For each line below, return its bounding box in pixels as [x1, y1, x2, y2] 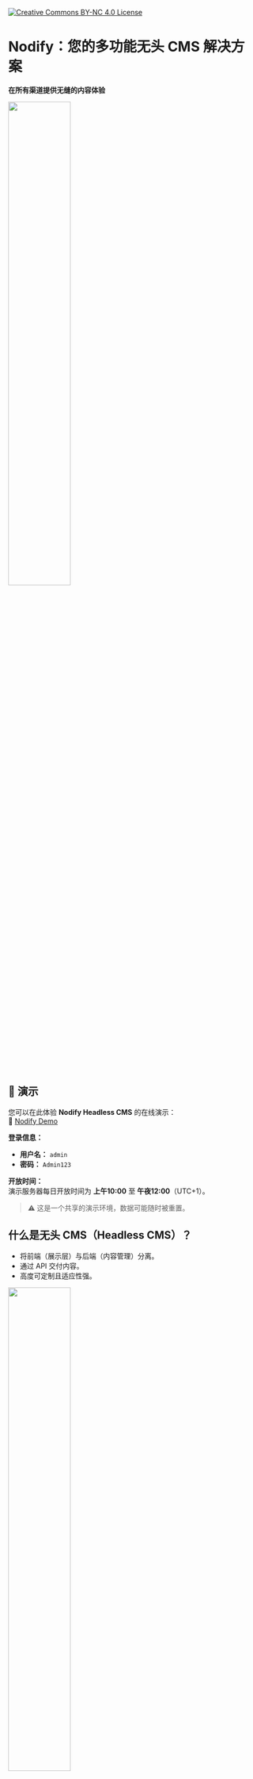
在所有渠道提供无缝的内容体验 [8, 85, 105, 94]
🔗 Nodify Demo [8, 1116, 58, 1126]
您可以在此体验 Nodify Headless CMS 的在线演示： [8, 1107, 176, 1116]
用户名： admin [19, 1149, 68, 1158]
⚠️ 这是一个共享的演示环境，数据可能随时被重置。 [27, 1203, 190, 1212]
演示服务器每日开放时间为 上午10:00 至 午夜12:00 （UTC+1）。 [8, 1186, 210, 1196]
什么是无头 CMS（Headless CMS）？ [8, 1228, 192, 1242]
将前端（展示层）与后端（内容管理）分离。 [19, 1251, 159, 1261]
